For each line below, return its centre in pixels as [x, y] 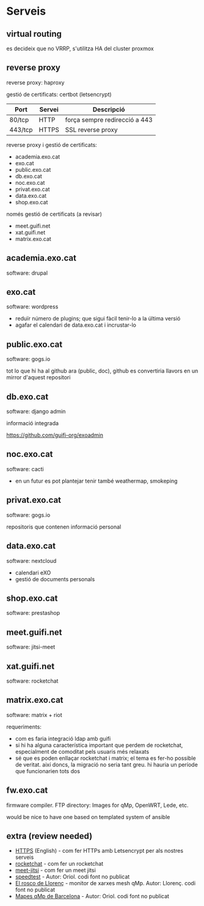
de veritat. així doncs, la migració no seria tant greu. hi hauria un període [107, 764]
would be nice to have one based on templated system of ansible [88, 817]
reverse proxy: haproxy [35, 82]
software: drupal [27, 273]
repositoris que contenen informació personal [64, 527]
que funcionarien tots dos [48, 771]
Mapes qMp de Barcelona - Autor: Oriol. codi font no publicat [92, 896]
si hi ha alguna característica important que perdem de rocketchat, [99, 745]
